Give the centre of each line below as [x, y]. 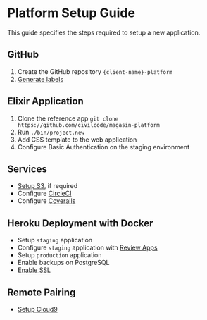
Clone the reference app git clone [68, 118]
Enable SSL [34, 270]
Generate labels [40, 79]
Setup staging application [55, 240]
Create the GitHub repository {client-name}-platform [95, 71]
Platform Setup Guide [71, 13]
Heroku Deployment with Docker [80, 223]
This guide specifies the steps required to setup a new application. [104, 32]
